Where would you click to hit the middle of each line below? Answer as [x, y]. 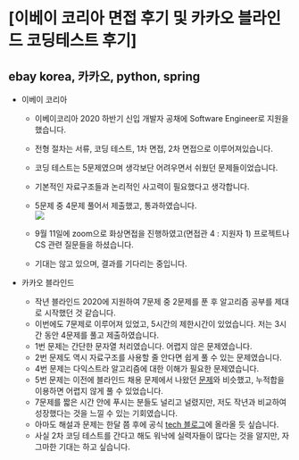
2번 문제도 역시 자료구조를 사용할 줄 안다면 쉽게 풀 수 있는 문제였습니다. [158, 357]
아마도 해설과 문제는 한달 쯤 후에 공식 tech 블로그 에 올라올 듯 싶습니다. [157, 424]
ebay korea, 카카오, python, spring [104, 76]
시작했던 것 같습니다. [80, 313]
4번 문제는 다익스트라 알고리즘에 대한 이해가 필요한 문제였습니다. [147, 368]
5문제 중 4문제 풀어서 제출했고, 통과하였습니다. [116, 205]
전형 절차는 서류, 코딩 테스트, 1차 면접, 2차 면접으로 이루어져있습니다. [154, 149]
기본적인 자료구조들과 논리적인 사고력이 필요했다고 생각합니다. [142, 187]
